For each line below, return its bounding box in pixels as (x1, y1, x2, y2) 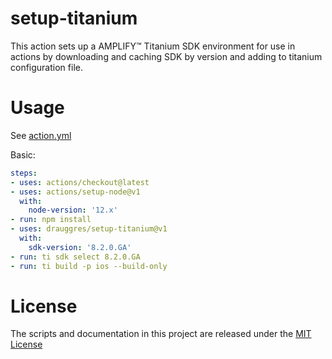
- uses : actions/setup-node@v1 (10, 187, 141, 197)
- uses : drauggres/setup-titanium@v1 (10, 224, 168, 234)
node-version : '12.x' (28, 205, 118, 216)
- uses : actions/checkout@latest (10, 177, 150, 187)
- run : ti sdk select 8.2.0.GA (10, 252, 141, 262)
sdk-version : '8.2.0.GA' (28, 242, 132, 252)
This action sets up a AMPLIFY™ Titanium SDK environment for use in (10, 40, 296, 52)
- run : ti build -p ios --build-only (10, 261, 168, 271)
